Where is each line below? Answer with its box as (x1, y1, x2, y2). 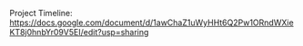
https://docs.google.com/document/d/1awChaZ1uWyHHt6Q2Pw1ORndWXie (9, 17, 294, 28)
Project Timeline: (9, 8, 73, 18)
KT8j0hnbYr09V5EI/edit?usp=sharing (9, 27, 149, 37)
